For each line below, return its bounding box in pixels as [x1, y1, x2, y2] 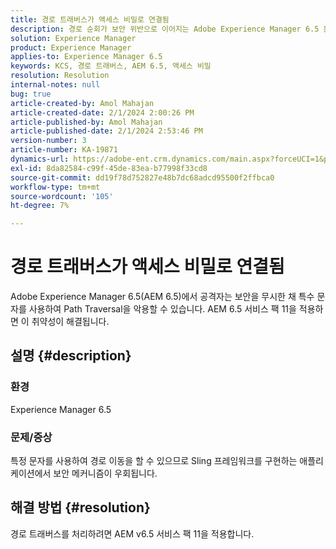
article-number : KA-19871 [10, 145, 118, 155]
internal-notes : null [10, 80, 101, 90]
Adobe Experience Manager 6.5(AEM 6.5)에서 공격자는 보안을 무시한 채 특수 [10, 291, 315, 303]
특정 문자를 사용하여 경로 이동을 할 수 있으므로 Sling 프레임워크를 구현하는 [10, 455, 298, 467]
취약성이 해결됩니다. [31, 316, 110, 328]
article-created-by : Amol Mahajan [10, 98, 155, 108]
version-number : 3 [10, 136, 87, 146]
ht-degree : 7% [10, 201, 70, 211]
